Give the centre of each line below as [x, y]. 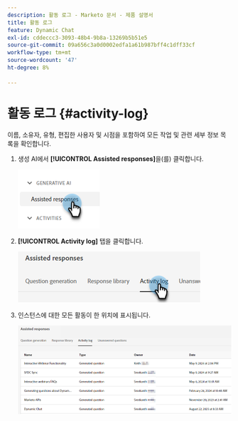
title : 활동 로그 [30, 22]
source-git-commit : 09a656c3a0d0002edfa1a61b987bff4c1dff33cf [101, 45]
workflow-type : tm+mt [39, 53]
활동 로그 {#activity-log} [78, 113]
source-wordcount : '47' [43, 61]
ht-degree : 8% [28, 68]
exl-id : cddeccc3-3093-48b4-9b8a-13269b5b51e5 [77, 38]
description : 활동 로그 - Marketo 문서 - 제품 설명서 [80, 15]
